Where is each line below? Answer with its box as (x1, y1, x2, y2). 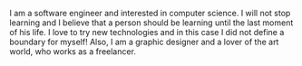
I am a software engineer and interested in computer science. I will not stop (9, 8, 291, 18)
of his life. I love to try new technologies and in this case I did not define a (9, 27, 285, 37)
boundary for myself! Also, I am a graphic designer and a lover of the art (9, 36, 279, 47)
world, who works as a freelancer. (9, 46, 136, 57)
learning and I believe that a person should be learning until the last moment (9, 17, 294, 28)
